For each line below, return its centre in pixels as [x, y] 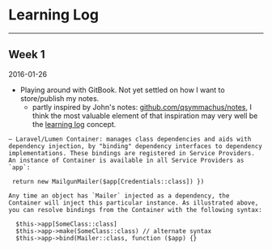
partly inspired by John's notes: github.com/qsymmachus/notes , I [142, 107]
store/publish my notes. [59, 98]
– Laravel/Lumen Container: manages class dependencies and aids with [130, 139]
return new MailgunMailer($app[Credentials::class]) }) [108, 181]
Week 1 [27, 55]
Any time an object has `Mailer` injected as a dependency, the [119, 196]
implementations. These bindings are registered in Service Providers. [132, 153]
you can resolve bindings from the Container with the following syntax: [136, 210]
